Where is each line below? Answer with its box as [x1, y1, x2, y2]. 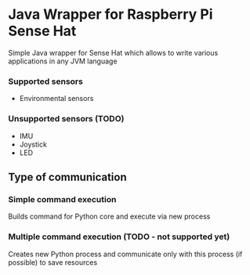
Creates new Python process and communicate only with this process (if [8, 249, 243, 259]
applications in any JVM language [8, 56, 118, 66]
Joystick [19, 139, 47, 149]
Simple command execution [8, 194, 117, 204]
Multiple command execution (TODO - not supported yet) [8, 231, 230, 242]
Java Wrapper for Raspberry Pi [8, 5, 213, 24]
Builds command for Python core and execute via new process [8, 212, 211, 221]
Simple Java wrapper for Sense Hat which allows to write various [8, 48, 219, 57]
